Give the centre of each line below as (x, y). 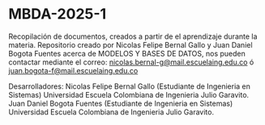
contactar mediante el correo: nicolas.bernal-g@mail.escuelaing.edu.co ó (131, 62)
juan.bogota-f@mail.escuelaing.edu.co (73, 70)
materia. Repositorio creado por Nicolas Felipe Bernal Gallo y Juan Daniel (130, 44)
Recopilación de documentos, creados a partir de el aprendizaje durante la (133, 36)
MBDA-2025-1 (58, 14)
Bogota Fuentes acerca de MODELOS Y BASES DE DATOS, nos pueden (127, 53)
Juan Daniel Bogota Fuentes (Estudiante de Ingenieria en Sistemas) (121, 103)
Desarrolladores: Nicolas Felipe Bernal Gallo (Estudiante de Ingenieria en (130, 86)
